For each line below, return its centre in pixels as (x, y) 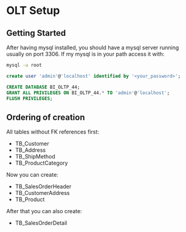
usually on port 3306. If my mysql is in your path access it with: (85, 54)
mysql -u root (24, 65)
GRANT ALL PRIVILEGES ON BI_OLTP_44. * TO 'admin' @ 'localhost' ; (88, 93)
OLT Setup (33, 11)
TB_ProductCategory (41, 163)
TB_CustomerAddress (42, 193)
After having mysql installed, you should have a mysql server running (93, 47)
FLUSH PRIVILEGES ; (29, 98)
